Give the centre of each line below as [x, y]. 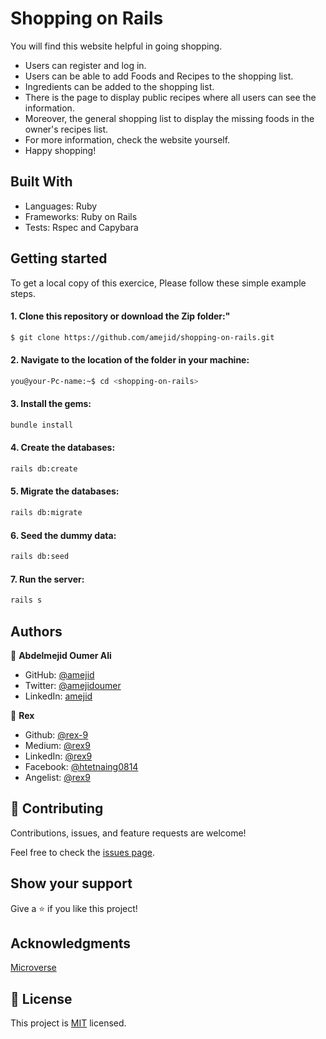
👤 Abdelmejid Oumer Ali [61, 655]
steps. [23, 293]
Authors [36, 631]
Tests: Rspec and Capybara [81, 227]
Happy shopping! [60, 150]
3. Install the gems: [51, 404]
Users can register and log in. [85, 65]
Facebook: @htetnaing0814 [81, 766]
